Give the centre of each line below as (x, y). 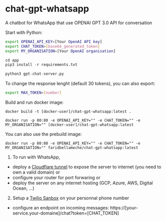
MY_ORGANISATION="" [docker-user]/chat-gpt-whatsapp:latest (70, 125)
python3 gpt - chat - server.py (35, 74)
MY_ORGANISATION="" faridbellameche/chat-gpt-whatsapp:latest (72, 148)
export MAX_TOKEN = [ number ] (33, 93)
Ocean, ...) (23, 188)
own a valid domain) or (36, 172)
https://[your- (124, 208)
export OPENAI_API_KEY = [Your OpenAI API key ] (54, 42)
